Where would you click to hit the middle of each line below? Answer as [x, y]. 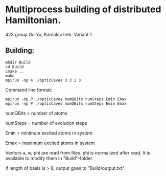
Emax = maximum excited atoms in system [50, 143]
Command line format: [29, 90]
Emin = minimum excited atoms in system [49, 133]
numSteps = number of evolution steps [46, 123]
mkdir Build [18, 62]
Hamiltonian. [33, 20]
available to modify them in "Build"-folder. [49, 158]
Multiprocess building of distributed [83, 9]
